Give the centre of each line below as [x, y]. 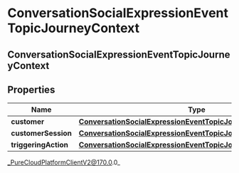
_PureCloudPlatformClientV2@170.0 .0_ [64, 162]
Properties [31, 89]
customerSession [42, 133]
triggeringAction [40, 145]
